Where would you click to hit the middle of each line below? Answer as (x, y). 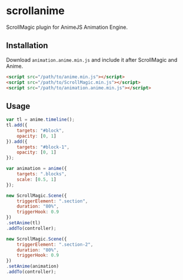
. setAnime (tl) (24, 223)
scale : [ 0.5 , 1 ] (37, 179)
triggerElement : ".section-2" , (55, 244)
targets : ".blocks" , (42, 174)
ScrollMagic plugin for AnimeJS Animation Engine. (67, 27)
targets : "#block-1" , (43, 147)
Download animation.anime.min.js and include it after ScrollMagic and (92, 59)
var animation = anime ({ (36, 169)
